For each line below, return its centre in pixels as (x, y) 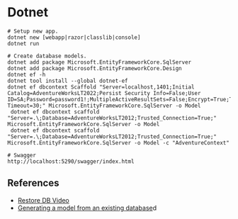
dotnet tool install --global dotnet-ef (68, 81)
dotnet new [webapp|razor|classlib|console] (74, 37)
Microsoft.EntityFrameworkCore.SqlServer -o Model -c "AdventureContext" (119, 142)
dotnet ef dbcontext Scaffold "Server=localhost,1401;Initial (101, 87)
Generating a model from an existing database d (87, 208)
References (33, 183)
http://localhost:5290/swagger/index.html (71, 161)
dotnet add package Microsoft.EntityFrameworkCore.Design (95, 68)
